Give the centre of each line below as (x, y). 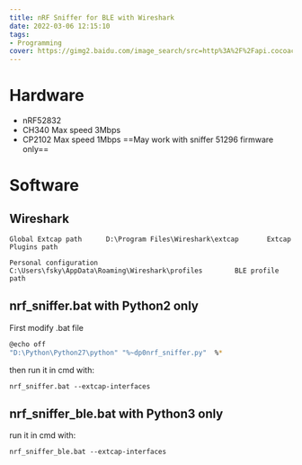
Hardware (47, 96)
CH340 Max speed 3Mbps (71, 130)
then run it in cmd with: (52, 370)
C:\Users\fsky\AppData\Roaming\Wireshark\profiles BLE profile (144, 271)
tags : (19, 34)
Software (44, 186)
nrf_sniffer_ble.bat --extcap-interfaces (88, 452)
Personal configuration (54, 263)
